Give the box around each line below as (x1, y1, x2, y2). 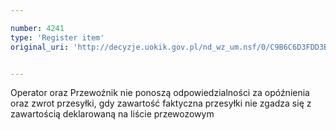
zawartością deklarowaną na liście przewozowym (10, 108, 215, 120)
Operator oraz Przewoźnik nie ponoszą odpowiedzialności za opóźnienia (10, 87, 310, 99)
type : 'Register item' (10, 32, 105, 43)
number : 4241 (10, 23, 65, 33)
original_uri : (10, 42, 70, 52)
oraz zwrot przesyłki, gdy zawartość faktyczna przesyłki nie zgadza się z (10, 97, 312, 110)
